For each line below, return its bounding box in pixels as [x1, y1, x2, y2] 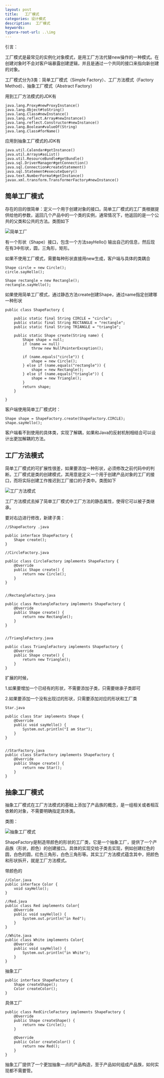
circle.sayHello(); [5, 269, 45, 274]
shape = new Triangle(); [31, 376, 82, 381]
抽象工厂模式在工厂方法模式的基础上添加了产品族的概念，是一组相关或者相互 [5, 802, 159, 808]
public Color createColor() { [14, 1039, 76, 1045]
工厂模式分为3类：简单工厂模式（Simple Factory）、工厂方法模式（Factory [5, 77, 154, 83]
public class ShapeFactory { [5, 307, 64, 312]
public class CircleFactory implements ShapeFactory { [5, 559, 119, 563]
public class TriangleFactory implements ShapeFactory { [5, 644, 123, 649]
